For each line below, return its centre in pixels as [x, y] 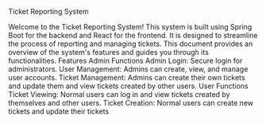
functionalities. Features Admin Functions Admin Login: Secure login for [125, 60]
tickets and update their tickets [59, 111]
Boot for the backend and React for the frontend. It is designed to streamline [133, 35]
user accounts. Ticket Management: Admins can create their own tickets [127, 77]
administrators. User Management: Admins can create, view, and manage [128, 69]
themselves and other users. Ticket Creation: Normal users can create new [131, 103]
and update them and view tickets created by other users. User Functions [128, 86]
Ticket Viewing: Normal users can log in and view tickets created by [119, 94]
